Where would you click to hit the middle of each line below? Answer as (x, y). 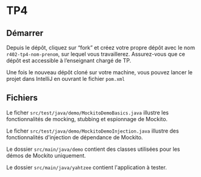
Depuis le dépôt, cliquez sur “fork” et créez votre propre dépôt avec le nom (101, 47)
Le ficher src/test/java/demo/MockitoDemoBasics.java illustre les (88, 113)
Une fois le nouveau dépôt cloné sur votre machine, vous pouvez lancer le (100, 72)
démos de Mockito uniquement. (46, 155)
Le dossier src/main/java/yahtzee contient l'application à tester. (87, 167)
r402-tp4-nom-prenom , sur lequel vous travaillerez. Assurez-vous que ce (96, 54)
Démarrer (25, 33)
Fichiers (22, 98)
